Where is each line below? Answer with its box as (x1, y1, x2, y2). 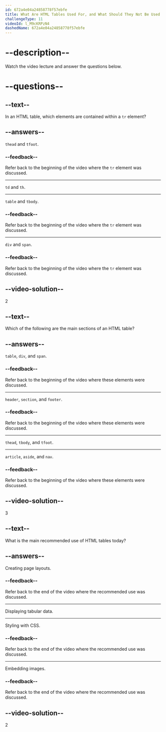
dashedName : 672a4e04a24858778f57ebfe (5, 26, 85, 31)
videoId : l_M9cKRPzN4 (5, 21, 50, 26)
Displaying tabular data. (5, 608, 53, 614)
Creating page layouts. (5, 565, 51, 571)
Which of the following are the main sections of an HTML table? (5, 326, 135, 332)
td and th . (5, 184, 26, 190)
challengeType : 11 (5, 16, 43, 21)
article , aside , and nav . (5, 453, 54, 459)
